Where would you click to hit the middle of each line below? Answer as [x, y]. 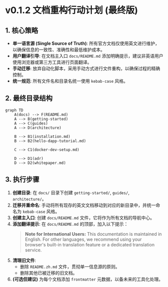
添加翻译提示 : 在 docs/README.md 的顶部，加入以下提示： [70, 224]
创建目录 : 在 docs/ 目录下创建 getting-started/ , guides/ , [71, 192]
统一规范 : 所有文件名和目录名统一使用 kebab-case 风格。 [70, 81]
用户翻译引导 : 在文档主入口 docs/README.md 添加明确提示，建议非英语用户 [88, 56]
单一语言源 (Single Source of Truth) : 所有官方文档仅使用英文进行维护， [86, 43]
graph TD [14, 110]
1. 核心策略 [22, 30]
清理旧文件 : [24, 260]
